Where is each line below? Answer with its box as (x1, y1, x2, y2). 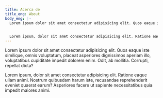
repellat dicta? (5, 62, 33, 68)
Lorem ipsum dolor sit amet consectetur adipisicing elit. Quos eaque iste (5, 47, 149, 53)
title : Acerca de (5, 7, 40, 12)
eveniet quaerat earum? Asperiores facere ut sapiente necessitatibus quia (5, 82, 153, 88)
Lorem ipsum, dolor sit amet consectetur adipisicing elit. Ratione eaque (5, 72, 147, 78)
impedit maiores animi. (5, 87, 50, 93)
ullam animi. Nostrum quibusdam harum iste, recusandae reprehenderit (5, 77, 147, 83)
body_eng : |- (5, 16, 32, 21)
